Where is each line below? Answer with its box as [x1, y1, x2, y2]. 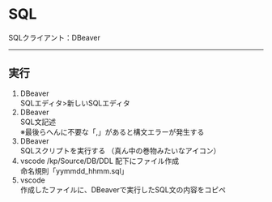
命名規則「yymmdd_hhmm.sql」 [19, 165, 129, 175]
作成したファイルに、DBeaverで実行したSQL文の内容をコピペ [19, 184, 227, 195]
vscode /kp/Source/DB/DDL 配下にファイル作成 [19, 156, 180, 165]
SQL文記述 [19, 117, 57, 127]
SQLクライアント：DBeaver [8, 32, 101, 42]
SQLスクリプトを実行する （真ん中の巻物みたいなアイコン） [19, 145, 221, 155]
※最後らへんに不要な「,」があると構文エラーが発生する [19, 127, 205, 136]
